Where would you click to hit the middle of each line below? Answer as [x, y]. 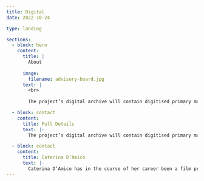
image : [31, 73]
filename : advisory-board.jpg [66, 79]
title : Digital [25, 12]
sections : [19, 39]
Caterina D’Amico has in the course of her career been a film [110, 169]
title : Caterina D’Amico [54, 158]
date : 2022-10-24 [28, 18]
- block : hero [29, 45]
